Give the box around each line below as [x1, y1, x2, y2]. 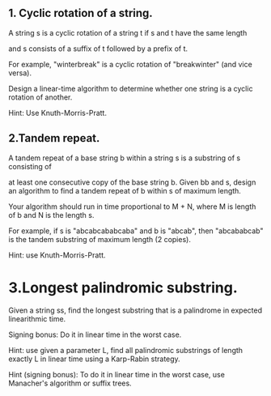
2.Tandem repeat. [8, 131, 100, 145]
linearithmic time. [8, 313, 66, 323]
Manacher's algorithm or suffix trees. [8, 378, 132, 388]
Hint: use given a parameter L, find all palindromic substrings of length [8, 345, 243, 355]
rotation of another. [8, 92, 73, 102]
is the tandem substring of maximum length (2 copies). [8, 234, 192, 244]
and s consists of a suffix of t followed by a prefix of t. [8, 44, 188, 53]
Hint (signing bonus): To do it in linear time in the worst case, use [8, 369, 225, 379]
